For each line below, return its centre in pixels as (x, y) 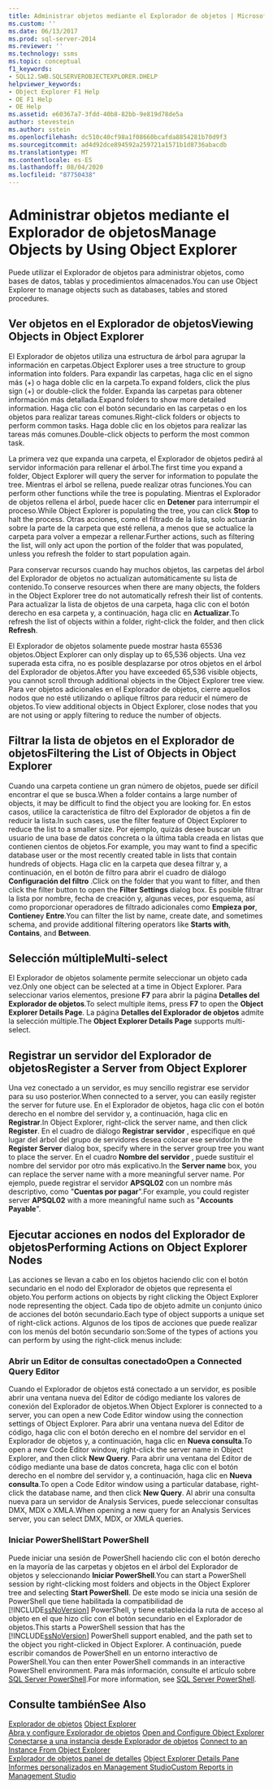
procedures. (29, 298)
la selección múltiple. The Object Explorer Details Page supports (116, 1021)
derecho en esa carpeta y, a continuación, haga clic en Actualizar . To (124, 612)
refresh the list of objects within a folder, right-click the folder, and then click (136, 621)
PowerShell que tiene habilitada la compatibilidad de (96, 1601)
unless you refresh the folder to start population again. (100, 554)
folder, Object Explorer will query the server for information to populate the (133, 476)
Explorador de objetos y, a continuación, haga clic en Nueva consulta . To (130, 1441)
